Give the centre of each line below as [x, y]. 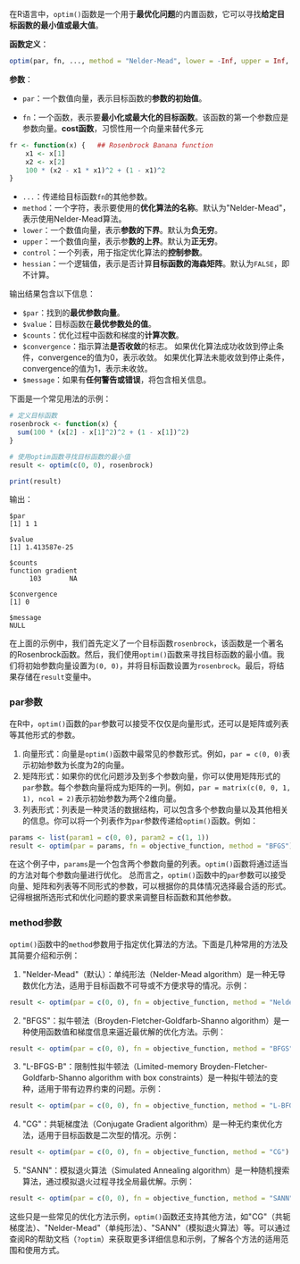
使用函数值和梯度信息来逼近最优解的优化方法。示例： [128, 1032]
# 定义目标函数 [33, 416]
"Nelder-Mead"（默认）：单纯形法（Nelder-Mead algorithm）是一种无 [150, 974]
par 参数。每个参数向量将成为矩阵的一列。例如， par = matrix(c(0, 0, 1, [156, 787]
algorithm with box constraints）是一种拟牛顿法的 [179, 1078]
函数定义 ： [29, 44]
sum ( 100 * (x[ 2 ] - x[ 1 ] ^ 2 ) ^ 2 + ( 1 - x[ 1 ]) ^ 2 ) [104, 432]
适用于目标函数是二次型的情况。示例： [108, 1135]
